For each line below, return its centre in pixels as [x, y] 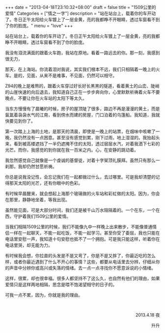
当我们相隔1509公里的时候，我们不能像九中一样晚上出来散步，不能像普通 [79, 227]
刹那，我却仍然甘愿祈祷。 [31, 166]
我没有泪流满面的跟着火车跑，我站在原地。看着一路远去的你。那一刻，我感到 [82, 53]
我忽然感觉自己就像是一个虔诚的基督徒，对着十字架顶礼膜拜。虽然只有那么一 [82, 160]
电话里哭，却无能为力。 [29, 245]
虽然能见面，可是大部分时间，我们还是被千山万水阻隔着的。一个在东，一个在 [82, 210]
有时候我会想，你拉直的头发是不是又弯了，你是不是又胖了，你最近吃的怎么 [80, 256]
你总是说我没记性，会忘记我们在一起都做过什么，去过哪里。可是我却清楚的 [80, 177]
